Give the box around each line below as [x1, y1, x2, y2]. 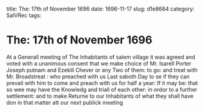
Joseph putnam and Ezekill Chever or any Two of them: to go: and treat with [6, 66, 198, 73]
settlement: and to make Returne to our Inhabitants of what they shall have [6, 92, 194, 100]
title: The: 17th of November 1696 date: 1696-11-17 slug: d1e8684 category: [6, 6, 195, 12]
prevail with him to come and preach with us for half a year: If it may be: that [6, 79, 199, 86]
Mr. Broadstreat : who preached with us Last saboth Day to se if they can [6, 73, 190, 80]
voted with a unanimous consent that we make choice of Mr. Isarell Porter [6, 59, 192, 67]
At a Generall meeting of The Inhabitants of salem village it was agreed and [6, 53, 195, 61]
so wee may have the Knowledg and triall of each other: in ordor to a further [6, 86, 197, 93]
